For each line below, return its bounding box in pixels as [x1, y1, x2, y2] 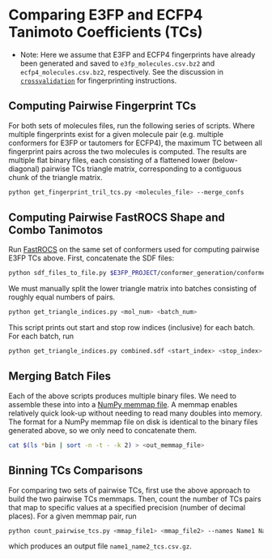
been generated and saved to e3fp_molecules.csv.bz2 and [19, 58, 215, 68]
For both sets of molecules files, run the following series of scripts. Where [8, 120, 255, 131]
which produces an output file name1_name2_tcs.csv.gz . [8, 541, 192, 551]
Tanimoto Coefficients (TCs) [8, 23, 203, 41]
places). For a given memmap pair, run [8, 511, 137, 521]
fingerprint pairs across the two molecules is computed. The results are [8, 146, 247, 156]
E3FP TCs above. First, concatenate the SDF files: [8, 253, 175, 263]
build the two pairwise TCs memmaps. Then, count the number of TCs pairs [8, 493, 261, 504]
